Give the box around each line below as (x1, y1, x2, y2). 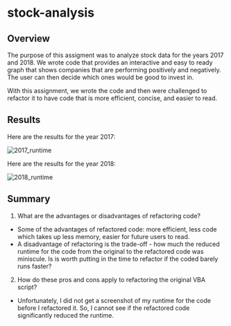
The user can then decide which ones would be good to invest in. (7, 73, 194, 81)
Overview (7, 33, 51, 44)
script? (17, 283, 37, 291)
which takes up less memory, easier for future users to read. (17, 232, 190, 241)
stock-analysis (7, 5, 95, 21)
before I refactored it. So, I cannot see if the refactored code (17, 304, 190, 312)
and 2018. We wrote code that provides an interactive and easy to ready (7, 58, 213, 67)
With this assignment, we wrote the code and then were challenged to (7, 87, 207, 95)
